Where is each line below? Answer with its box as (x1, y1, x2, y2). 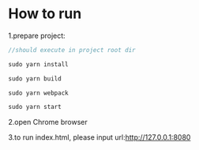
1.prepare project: (8, 31, 66, 40)
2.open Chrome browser (8, 118, 88, 127)
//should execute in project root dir (8, 46, 136, 54)
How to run (8, 5, 82, 23)
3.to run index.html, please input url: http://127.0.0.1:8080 (8, 133, 191, 142)
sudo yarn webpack (8, 88, 69, 97)
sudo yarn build (8, 74, 62, 83)
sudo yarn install (8, 60, 69, 68)
